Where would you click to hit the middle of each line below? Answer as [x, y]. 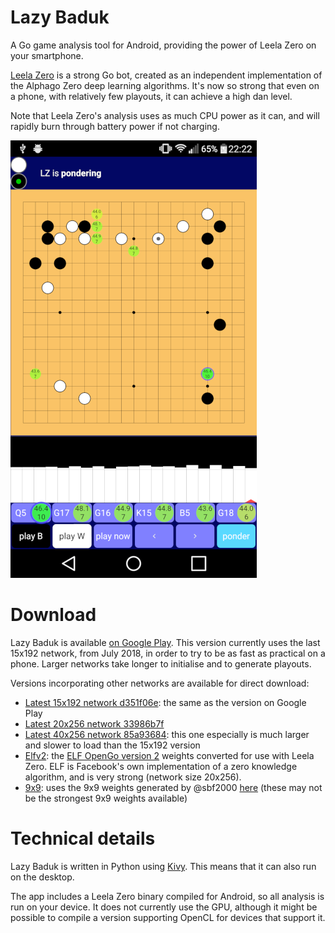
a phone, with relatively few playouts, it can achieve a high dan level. [151, 96]
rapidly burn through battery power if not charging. [115, 126]
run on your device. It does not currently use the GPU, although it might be [164, 907]
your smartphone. [47, 55]
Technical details [83, 838]
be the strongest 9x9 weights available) [106, 798]
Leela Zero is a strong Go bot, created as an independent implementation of [166, 75]
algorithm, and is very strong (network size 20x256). [133, 777]
